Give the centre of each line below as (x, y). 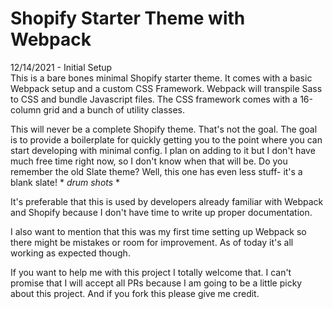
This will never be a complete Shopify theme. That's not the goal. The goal (164, 129)
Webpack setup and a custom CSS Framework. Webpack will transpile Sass (166, 88)
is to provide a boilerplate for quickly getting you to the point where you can (166, 139)
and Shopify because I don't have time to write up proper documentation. (161, 212)
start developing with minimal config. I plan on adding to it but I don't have (163, 150)
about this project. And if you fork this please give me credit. (135, 293)
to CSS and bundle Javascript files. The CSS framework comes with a (154, 99)
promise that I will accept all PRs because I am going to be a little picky (156, 283)
